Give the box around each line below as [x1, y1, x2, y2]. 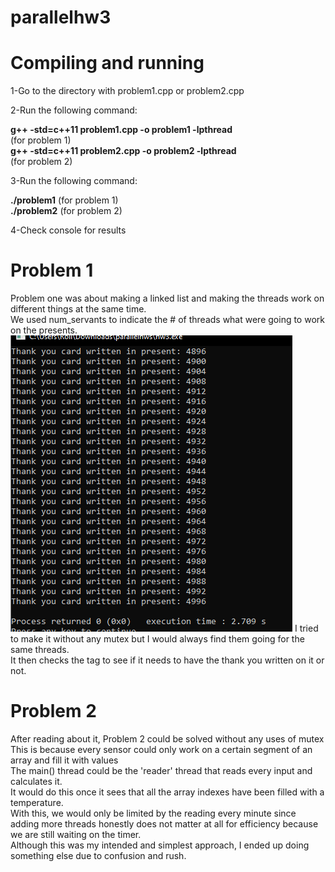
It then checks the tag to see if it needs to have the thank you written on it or [10, 654, 325, 666]
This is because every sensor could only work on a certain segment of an [10, 744, 313, 755]
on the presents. [10, 324, 78, 336]
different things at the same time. [10, 303, 147, 315]
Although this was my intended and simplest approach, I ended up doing [10, 839, 310, 851]
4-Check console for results [10, 224, 127, 236]
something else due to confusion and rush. [10, 850, 187, 861]
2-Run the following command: [10, 104, 138, 116]
